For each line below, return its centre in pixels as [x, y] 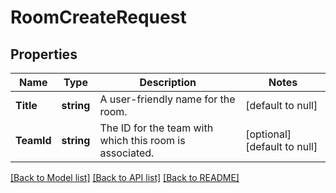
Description [168, 82]
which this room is [142, 140]
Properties [44, 54]
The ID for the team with [156, 128]
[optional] [268, 134]
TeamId [33, 140]
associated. [127, 153]
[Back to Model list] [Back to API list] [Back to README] [125, 177]
